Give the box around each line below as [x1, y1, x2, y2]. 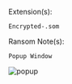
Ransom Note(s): [8, 36, 65, 46]
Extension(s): [8, 7, 53, 16]
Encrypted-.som [8, 23, 60, 31]
